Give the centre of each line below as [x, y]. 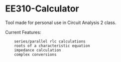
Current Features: [23, 32]
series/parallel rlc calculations [50, 41]
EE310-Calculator [42, 9]
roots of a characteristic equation [52, 45]
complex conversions [35, 54]
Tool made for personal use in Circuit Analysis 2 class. [61, 22]
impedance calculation [38, 50]
